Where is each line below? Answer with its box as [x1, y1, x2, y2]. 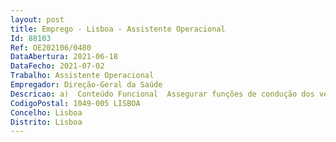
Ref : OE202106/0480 [10, 42, 92, 53]
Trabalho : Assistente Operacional [10, 71, 155, 81]
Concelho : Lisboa [10, 107, 83, 118]
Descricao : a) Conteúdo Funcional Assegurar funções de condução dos [10, 89, 315, 99]
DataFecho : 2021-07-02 [10, 61, 105, 71]
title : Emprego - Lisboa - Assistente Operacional [10, 24, 226, 34]
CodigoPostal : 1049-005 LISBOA [10, 98, 141, 108]
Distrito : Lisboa [10, 117, 83, 127]
